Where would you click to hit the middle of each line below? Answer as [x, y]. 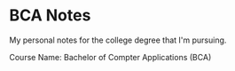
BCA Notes [50, 16]
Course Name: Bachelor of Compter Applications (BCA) [110, 57]
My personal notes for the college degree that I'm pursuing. [118, 40]
